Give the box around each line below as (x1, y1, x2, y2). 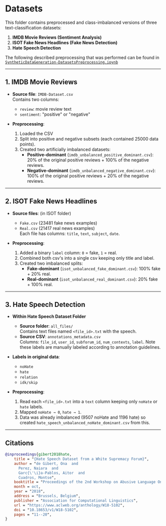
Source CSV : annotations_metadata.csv (19, 334, 101, 340)
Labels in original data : (12, 354, 60, 360)
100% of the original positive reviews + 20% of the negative (27, 172, 149, 179)
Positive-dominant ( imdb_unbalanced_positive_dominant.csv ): (27, 151, 154, 157)
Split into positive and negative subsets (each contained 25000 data (19, 136, 159, 142)
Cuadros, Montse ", (18, 475, 56, 480)
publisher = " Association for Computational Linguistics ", (14, 498, 138, 503)
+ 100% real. (27, 281, 53, 287)
